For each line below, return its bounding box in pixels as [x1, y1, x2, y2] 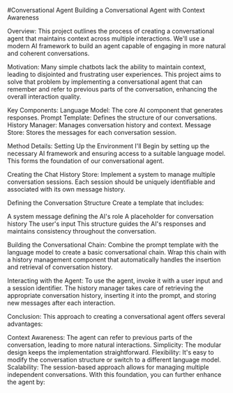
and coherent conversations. [7, 49, 90, 57]
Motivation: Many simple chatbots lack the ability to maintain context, [7, 63, 206, 71]
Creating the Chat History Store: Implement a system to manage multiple [7, 171, 216, 178]
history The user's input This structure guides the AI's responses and [7, 220, 206, 228]
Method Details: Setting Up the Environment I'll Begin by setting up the [7, 142, 210, 150]
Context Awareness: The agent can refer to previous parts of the [7, 334, 193, 341]
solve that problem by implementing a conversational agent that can [7, 78, 203, 86]
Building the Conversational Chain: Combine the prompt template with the [7, 241, 219, 249]
